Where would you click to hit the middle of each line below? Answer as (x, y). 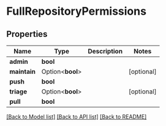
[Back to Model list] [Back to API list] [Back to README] (77, 117)
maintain (22, 72)
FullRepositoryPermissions (77, 11)
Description (105, 51)
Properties (27, 34)
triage (18, 92)
